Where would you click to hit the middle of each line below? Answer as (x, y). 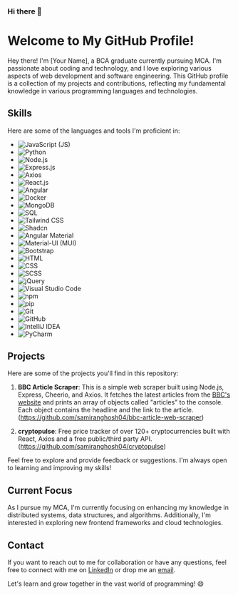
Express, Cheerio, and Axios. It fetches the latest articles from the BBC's (124, 395)
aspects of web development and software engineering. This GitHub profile (118, 76)
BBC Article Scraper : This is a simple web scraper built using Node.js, (121, 387)
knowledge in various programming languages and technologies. (103, 91)
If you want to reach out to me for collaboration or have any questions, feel (117, 562)
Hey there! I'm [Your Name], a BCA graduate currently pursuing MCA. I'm (115, 61)
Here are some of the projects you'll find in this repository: (93, 373)
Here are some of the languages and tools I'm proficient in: (94, 131)
